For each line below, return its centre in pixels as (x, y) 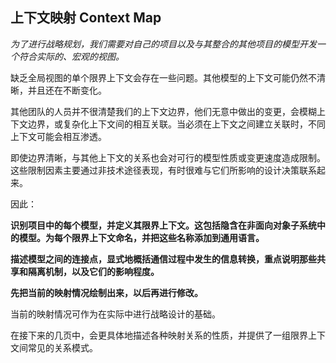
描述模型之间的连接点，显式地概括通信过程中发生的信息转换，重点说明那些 (163, 259)
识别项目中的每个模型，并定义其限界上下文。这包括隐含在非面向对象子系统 (163, 225)
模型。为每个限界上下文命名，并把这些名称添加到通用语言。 (141, 237)
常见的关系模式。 (62, 347)
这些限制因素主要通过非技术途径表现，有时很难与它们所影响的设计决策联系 (163, 170)
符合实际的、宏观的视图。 (71, 56)
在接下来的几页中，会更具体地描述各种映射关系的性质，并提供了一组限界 (159, 335)
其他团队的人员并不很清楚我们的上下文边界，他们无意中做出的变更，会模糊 (163, 111)
